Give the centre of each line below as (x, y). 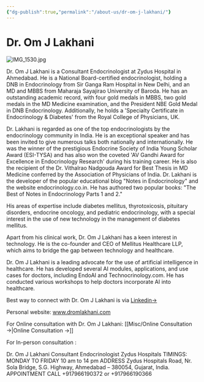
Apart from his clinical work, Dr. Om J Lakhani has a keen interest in (92, 237)
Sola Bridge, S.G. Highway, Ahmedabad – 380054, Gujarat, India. (88, 367)
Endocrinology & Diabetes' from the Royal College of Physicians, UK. (93, 117)
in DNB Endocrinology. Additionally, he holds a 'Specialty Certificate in (95, 110)
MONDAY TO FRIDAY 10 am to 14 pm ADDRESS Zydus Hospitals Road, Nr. (99, 361)
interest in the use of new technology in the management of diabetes (93, 219)
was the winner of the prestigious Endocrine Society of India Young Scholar (102, 148)
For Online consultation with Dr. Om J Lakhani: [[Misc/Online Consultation (99, 324)
